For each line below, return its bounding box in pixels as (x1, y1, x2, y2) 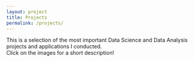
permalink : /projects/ (6, 20, 64, 26)
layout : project (6, 8, 47, 15)
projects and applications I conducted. (6, 43, 102, 50)
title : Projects (6, 14, 47, 20)
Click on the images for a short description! (6, 49, 115, 57)
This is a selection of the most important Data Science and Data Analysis (6, 37, 188, 44)
